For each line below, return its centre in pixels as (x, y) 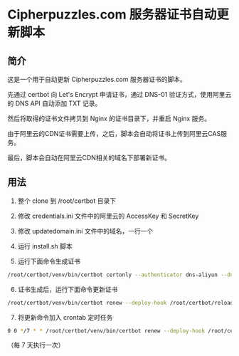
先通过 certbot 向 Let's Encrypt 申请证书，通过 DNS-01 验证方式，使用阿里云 (119, 94)
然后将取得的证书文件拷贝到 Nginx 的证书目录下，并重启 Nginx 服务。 (109, 119)
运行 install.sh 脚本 (45, 246)
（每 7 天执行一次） (36, 345)
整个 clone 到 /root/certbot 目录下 (67, 201)
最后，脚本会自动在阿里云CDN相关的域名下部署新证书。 (89, 158)
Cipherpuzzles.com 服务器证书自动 (112, 15)
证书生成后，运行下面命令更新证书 (68, 289)
